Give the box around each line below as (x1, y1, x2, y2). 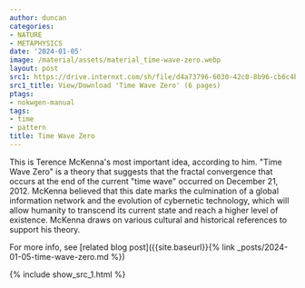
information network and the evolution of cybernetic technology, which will (9, 194, 290, 205)
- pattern (9, 124, 47, 133)
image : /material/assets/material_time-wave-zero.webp (9, 55, 221, 65)
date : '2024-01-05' (9, 47, 84, 56)
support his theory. (9, 223, 81, 234)
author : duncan (9, 13, 67, 23)
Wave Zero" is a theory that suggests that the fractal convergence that (9, 165, 273, 177)
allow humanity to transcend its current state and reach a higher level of (9, 204, 279, 215)
